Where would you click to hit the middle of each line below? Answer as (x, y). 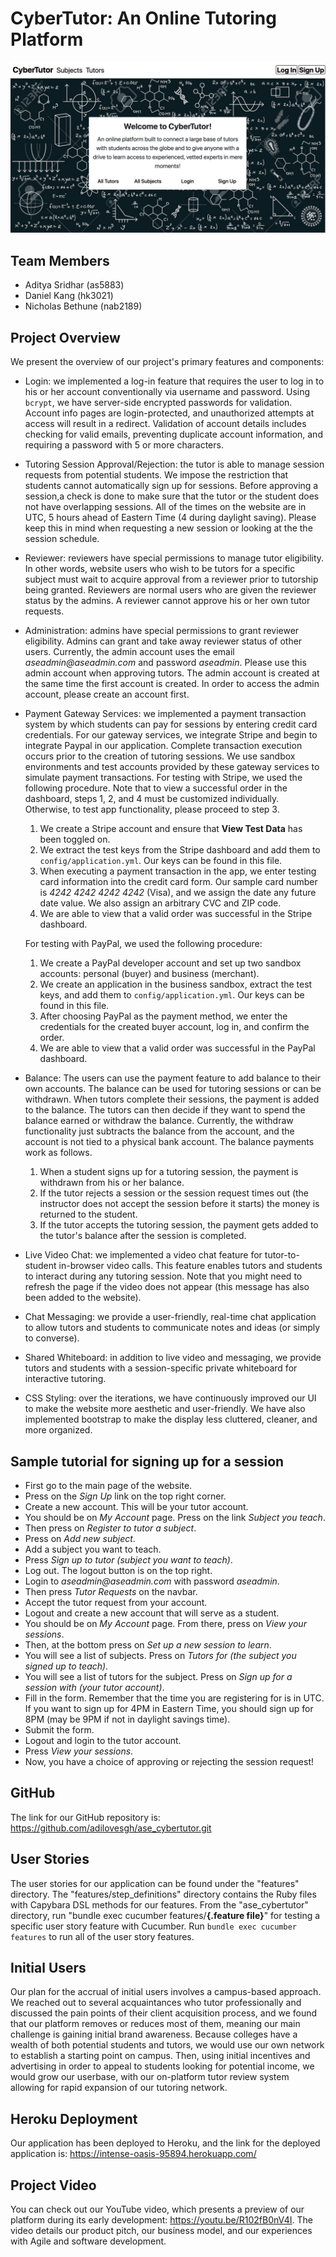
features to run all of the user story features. (102, 1936)
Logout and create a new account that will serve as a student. (152, 1613)
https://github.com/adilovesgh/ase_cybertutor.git (111, 1828)
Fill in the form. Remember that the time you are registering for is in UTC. (174, 1698)
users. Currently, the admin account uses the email (129, 652)
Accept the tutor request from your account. (116, 1603)
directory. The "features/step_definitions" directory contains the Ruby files (163, 1894)
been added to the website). (83, 1298)
